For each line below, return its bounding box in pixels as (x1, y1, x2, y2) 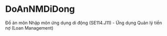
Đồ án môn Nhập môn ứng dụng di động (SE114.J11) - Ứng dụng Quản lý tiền (5, 20, 162, 26)
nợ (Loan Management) (5, 25, 53, 31)
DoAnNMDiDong (5, 3, 75, 15)
